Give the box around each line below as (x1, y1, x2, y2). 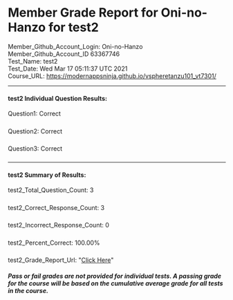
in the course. (8, 286, 49, 294)
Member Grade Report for (8, 5, 158, 21)
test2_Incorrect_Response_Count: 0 (8, 221, 110, 229)
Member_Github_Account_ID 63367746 (8, 50, 120, 58)
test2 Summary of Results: (8, 171, 86, 179)
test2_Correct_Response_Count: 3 (8, 203, 105, 212)
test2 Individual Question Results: (8, 94, 108, 102)
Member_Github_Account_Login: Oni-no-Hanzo (8, 42, 143, 50)
